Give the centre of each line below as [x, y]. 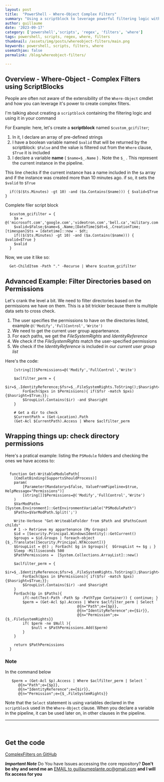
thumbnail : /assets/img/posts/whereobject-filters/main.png [68, 41]
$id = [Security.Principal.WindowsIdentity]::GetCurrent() [75, 534]
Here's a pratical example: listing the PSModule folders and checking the [77, 455]
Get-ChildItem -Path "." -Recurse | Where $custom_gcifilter [73, 267]
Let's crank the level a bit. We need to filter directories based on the [73, 300]
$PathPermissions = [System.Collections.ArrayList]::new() [76, 555]
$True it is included [31, 153]
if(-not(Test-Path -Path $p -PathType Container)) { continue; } [91, 598]
